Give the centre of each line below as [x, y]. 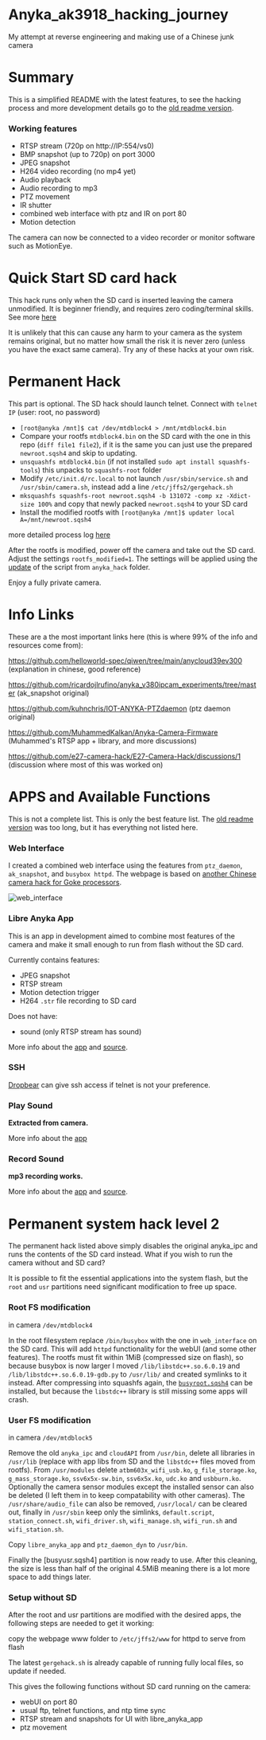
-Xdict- [239, 496]
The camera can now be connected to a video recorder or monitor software [132, 237]
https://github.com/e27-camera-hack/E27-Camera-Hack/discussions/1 [124, 756]
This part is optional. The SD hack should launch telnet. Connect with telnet [133, 404]
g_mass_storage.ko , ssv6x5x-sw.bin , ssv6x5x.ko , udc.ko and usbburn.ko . [125, 1478]
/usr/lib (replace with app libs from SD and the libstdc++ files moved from [132, 1461]
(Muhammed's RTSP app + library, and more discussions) [102, 741]
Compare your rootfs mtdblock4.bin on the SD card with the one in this [135, 437]
